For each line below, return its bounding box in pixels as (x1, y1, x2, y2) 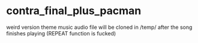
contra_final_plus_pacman (6, 4, 142, 18)
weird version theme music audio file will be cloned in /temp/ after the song (6, 24, 193, 31)
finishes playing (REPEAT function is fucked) (6, 29, 116, 37)
